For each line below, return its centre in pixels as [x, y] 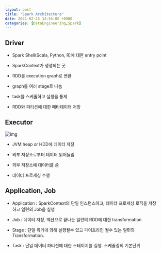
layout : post [18, 9]
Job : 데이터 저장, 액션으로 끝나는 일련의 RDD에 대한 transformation [77, 219]
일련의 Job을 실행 [38, 209]
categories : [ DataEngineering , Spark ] [43, 23]
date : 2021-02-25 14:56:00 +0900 [39, 18]
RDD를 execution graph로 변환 [42, 76]
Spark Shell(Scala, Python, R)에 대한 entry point [59, 55]
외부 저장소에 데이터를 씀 [35, 165]
